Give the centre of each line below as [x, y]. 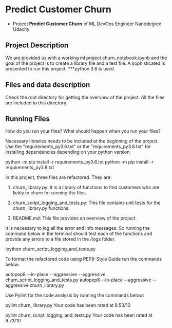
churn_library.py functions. [41, 208]
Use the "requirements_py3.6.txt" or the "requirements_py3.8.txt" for [78, 147]
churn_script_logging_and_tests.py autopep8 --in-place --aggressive [78, 280]
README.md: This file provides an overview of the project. [75, 218]
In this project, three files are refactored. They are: [59, 177]
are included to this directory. [36, 103]
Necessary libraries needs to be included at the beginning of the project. [82, 141]
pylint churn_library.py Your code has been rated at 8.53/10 [68, 305]
